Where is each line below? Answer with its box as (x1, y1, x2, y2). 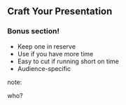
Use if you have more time (17, 49, 94, 58)
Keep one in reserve (17, 42, 76, 51)
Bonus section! (7, 26, 59, 36)
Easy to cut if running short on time (17, 57, 119, 65)
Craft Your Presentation (7, 6, 113, 17)
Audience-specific (17, 64, 71, 72)
